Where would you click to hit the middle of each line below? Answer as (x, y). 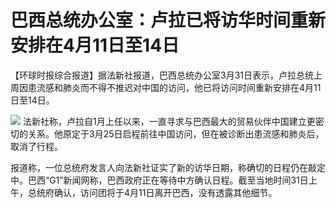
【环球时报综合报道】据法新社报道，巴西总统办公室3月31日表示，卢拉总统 (162, 75)
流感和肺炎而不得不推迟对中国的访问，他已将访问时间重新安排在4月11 (179, 87)
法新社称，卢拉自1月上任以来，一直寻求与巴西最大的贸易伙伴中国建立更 (169, 121)
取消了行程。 (36, 146)
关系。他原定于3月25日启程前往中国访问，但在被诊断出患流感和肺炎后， (176, 133)
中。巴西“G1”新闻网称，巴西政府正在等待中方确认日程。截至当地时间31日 (159, 180)
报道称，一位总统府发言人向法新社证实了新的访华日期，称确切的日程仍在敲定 (168, 167)
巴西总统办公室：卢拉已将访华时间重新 (168, 20)
